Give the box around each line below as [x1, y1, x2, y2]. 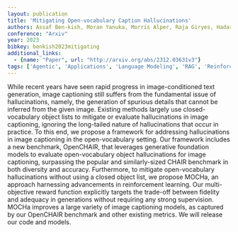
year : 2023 [7, 37, 40, 44]
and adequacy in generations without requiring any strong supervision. [7, 195, 214, 204]
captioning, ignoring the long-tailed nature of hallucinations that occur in [7, 120, 219, 128]
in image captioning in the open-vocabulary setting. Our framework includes [7, 135, 230, 144]
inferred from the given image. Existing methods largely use [7, 105, 182, 113]
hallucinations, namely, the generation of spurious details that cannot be [7, 97, 218, 106]
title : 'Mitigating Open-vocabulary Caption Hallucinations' [7, 17, 192, 24]
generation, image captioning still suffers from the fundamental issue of [7, 90, 217, 98]
